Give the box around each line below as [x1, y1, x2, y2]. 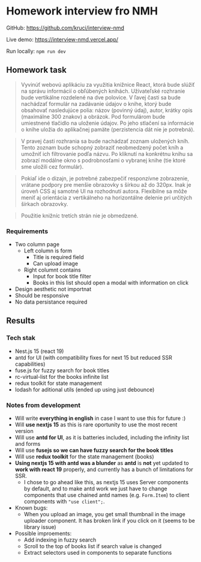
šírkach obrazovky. [20, 200, 68, 207]
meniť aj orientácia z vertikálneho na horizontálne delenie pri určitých [20, 194, 193, 201]
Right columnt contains [23, 266, 81, 273]
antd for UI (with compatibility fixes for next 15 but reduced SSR [14, 354, 173, 361]
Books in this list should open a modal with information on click [32, 279, 189, 287]
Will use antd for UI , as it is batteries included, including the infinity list [14, 434, 190, 441]
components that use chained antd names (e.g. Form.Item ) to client [23, 492, 190, 499]
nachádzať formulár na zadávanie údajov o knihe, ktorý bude [20, 100, 172, 107]
